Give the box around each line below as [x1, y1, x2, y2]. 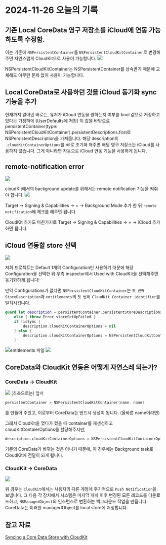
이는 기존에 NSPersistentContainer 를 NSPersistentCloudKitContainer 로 [5, 49, 147, 55]
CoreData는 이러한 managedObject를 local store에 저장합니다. [5, 505, 128, 511]
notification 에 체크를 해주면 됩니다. [5, 208, 77, 214]
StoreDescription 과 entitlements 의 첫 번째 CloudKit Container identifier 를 [5, 294, 161, 300]
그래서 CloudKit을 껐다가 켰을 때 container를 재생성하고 [5, 420, 113, 426]
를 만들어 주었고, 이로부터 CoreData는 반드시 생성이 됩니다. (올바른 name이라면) [5, 410, 160, 416]
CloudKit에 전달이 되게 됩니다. [5, 452, 64, 458]
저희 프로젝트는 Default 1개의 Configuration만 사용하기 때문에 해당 [5, 265, 134, 271]
